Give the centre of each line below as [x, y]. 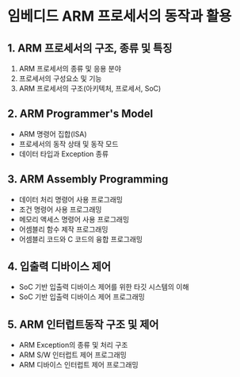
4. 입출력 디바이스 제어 [59, 267]
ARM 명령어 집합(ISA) [53, 134]
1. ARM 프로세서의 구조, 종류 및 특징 [90, 48]
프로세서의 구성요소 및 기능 [60, 79]
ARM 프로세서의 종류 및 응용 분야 [70, 69]
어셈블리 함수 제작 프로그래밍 [63, 229]
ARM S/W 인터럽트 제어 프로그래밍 [73, 355]
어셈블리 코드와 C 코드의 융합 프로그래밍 [81, 239]
